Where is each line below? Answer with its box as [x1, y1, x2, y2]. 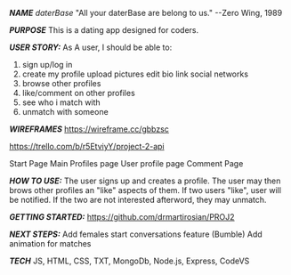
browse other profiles [21, 78, 101, 88]
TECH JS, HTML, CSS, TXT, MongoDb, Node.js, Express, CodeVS [9, 255, 250, 266]
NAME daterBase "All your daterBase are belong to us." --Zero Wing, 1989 [9, 8, 283, 18]
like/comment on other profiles [21, 88, 135, 98]
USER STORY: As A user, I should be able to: [9, 42, 173, 53]
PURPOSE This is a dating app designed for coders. [9, 25, 198, 35]
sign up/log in [21, 60, 73, 69]
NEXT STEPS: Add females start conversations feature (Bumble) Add [9, 229, 263, 239]
